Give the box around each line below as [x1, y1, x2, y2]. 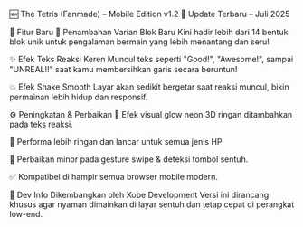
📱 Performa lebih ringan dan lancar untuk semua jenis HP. [9, 137, 224, 147]
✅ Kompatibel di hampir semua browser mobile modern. [9, 172, 219, 182]
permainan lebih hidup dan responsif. [9, 91, 148, 102]
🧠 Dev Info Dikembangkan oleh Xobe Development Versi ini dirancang [9, 190, 270, 200]
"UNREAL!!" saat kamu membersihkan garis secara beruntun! [9, 64, 238, 74]
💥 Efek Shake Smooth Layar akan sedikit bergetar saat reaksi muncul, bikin [9, 81, 289, 92]
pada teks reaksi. [9, 118, 74, 129]
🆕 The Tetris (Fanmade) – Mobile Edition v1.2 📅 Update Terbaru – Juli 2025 [9, 9, 290, 19]
